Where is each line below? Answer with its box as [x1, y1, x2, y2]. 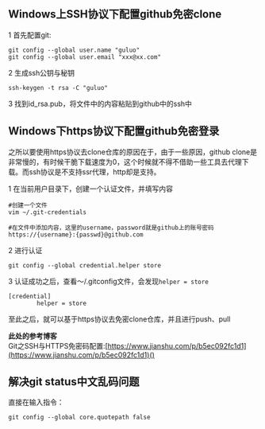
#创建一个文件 [8, 201, 48, 209]
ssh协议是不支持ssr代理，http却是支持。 [29, 166, 161, 177]
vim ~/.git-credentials [8, 208, 87, 216]
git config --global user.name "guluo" [8, 46, 140, 54]
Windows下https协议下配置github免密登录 [8, 124, 220, 138]
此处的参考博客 [8, 331, 57, 341]
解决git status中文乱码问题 [8, 375, 140, 388]
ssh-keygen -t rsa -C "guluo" [8, 84, 109, 92]
